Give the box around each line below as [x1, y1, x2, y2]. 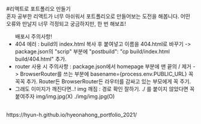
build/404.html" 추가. [14, 56, 67, 62]
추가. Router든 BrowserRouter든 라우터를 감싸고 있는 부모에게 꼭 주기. [26, 78, 191, 85]
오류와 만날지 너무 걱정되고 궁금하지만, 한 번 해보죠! [6, 20, 126, 27]
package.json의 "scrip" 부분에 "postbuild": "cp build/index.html [14, 48, 170, 55]
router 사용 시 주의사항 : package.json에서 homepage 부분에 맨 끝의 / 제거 [14, 63, 192, 70]
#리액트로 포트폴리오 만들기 [6, 5, 71, 12]
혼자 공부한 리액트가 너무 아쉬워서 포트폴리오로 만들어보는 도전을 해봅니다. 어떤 [6, 13, 191, 20]
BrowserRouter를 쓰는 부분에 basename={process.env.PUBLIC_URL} [20, 71, 187, 77]
